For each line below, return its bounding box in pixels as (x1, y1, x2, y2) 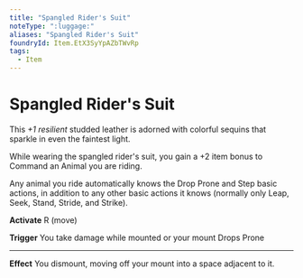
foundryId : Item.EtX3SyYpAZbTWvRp (9, 38, 140, 48)
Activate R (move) (9, 214, 78, 226)
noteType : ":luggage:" (9, 22, 95, 31)
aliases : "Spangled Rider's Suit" (9, 30, 140, 39)
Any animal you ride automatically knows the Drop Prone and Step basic (9, 178, 278, 189)
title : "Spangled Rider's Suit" (9, 13, 131, 23)
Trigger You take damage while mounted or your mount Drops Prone (9, 232, 265, 243)
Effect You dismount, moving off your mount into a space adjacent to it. (9, 258, 275, 269)
